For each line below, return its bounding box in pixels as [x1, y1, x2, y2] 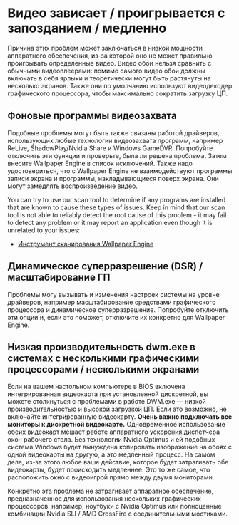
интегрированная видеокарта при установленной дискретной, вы [7, 390, 209, 398]
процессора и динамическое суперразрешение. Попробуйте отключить [7, 305, 229, 314]
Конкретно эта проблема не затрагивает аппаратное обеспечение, [7, 487, 214, 496]
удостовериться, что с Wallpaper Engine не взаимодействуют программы [7, 166, 233, 175]
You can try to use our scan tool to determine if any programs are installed [7, 195, 226, 204]
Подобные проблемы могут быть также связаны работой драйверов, [7, 128, 220, 137]
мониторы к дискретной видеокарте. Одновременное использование [7, 420, 226, 429]
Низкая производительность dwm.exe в [7, 341, 196, 353]
